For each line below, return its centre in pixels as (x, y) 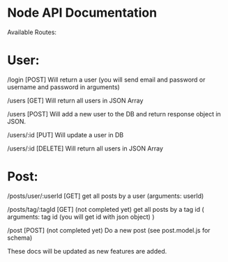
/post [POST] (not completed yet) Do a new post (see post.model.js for (109, 230)
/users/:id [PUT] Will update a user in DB (66, 134)
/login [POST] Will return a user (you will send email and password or (106, 79)
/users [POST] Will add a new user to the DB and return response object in (114, 114)
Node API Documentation (82, 13)
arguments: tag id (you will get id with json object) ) (81, 217)
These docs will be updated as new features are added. (87, 251)
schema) (20, 238)
